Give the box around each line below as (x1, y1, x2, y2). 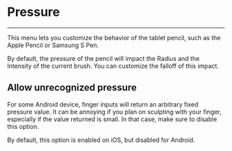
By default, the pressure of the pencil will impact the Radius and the (7, 54, 200, 62)
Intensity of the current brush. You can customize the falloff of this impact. (7, 62, 219, 70)
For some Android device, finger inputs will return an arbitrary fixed (7, 100, 199, 108)
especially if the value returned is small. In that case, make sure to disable (7, 115, 217, 123)
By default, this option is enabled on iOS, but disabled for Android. (7, 136, 195, 144)
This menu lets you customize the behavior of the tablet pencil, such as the (7, 33, 221, 42)
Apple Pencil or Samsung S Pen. (7, 41, 99, 49)
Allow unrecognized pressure (7, 82, 137, 94)
